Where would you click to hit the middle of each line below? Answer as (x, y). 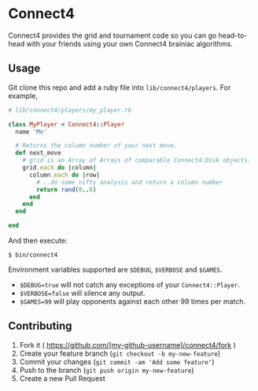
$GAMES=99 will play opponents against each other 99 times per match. (133, 301)
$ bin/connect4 (33, 255)
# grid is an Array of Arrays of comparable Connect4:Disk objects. (137, 161)
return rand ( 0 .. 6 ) (66, 189)
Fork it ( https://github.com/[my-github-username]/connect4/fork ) (127, 345)
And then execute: (38, 241)
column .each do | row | (64, 175)
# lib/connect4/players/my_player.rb (70, 110)
